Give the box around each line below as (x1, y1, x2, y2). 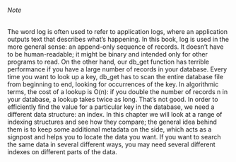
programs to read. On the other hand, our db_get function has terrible (7, 57, 210, 66)
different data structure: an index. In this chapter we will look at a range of (7, 110, 223, 119)
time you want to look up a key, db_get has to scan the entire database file (7, 73, 224, 81)
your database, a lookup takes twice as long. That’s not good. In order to (7, 96, 218, 104)
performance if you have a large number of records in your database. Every (7, 65, 228, 74)
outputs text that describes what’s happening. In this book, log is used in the (7, 35, 230, 44)
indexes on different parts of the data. (7, 148, 118, 156)
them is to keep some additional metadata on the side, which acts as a (7, 125, 212, 134)
